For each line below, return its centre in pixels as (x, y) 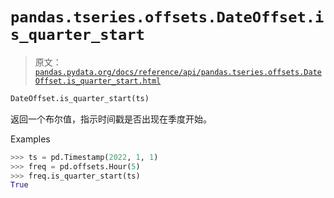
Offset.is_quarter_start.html (98, 81)
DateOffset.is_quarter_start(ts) (80, 98)
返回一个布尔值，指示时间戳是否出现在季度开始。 (111, 119)
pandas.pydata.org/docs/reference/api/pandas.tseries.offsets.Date (178, 72)
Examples (30, 139)
